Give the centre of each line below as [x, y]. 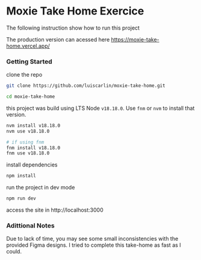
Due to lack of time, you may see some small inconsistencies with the [92, 239]
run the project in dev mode [41, 188]
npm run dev [21, 198]
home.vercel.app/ [28, 46]
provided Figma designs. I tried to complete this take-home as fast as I [94, 245]
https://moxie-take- [135, 39]
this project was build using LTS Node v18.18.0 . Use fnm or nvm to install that [100, 108]
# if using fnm [25, 142]
